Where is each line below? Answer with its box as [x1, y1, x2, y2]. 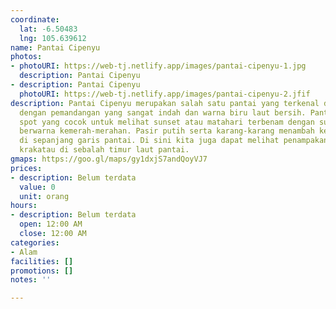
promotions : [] [10, 266, 74, 276]
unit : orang [19, 191, 70, 201]
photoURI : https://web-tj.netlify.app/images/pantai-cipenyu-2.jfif [19, 89, 311, 99]
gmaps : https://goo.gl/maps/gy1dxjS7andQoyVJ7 [10, 154, 208, 164]
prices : [10, 163, 43, 173]
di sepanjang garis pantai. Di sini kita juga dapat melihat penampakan [19, 136, 329, 146]
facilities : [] [10, 256, 74, 266]
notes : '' [10, 275, 52, 285]
